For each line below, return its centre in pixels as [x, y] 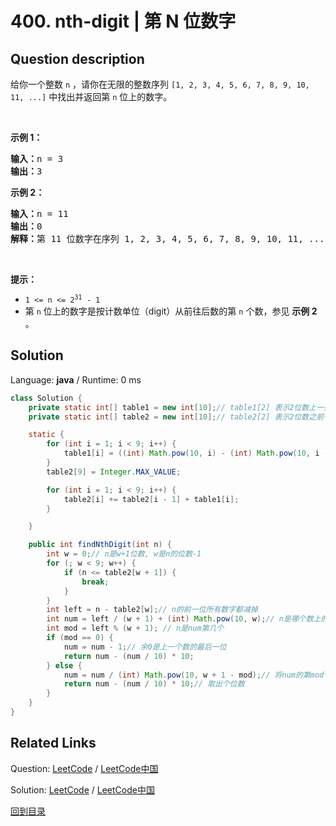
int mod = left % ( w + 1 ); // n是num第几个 [135, 628]
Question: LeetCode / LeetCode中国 [84, 768]
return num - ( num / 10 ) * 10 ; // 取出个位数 [154, 684]
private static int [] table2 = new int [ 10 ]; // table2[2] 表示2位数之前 [176, 417]
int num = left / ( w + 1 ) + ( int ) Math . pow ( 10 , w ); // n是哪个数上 [184, 619]
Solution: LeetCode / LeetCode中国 [82, 789]
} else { [64, 665]
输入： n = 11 [39, 213]
